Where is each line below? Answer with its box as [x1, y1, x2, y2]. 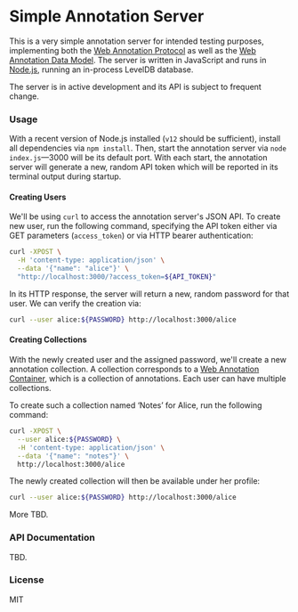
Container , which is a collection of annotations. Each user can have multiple [9, 373, 286, 384]
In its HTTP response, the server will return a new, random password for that [9, 288, 290, 299]
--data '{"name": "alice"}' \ [17, 265, 129, 273]
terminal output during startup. [9, 171, 122, 182]
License [9, 574, 44, 586]
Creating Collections [9, 334, 87, 345]
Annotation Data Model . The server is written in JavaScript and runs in [9, 54, 267, 65]
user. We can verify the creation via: [9, 298, 142, 308]
